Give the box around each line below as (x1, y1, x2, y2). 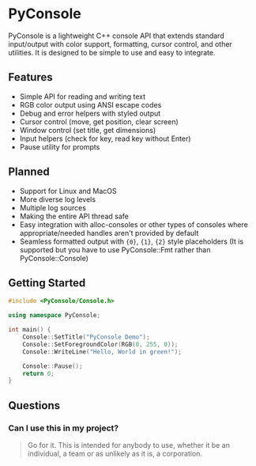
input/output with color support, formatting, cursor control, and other (8, 39, 233, 48)
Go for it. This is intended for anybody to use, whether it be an (27, 440, 231, 449)
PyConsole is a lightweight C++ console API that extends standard (8, 31, 224, 40)
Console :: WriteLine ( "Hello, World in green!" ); (22, 347, 182, 356)
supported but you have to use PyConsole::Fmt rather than (19, 244, 211, 254)
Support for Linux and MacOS (19, 186, 117, 195)
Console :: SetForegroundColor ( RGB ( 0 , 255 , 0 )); (22, 340, 179, 348)
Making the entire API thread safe (19, 211, 129, 221)
